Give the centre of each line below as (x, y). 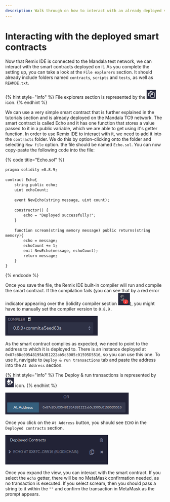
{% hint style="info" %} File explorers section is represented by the (75, 97)
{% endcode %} (22, 275)
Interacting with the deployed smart (82, 36)
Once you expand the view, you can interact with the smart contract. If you (83, 472)
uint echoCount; (32, 190)
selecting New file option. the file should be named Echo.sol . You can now (83, 144)
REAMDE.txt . (17, 83)
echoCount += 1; (40, 246)
